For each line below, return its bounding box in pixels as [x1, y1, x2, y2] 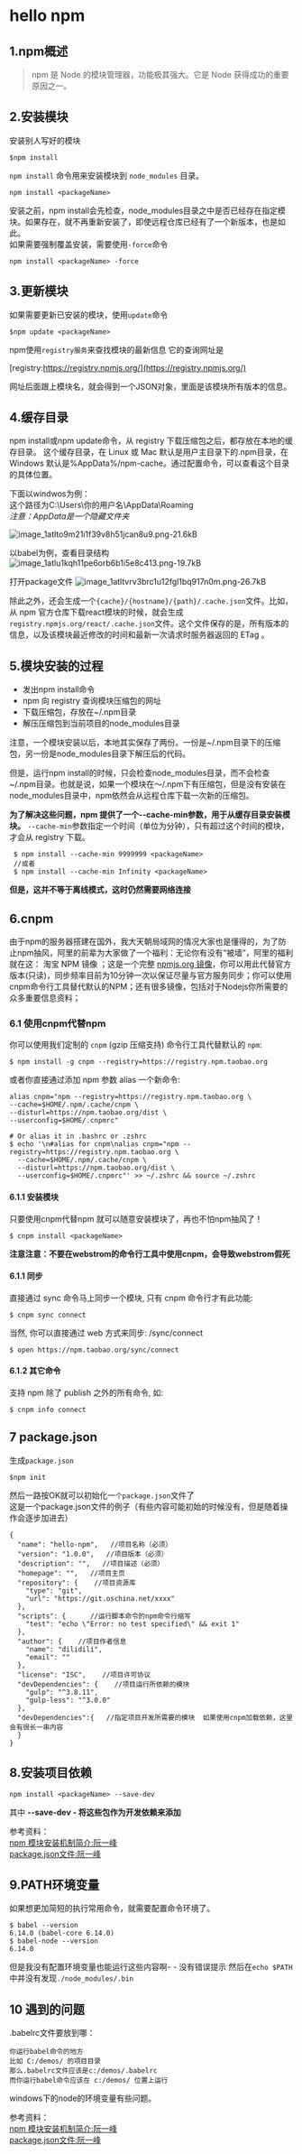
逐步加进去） [24, 1512, 73, 1523]
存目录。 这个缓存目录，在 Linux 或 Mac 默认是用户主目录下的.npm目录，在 [9, 447, 288, 458]
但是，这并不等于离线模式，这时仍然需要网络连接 [9, 884, 191, 895]
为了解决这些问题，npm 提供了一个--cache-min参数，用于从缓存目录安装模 [9, 809, 291, 820]
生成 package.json [9, 1455, 74, 1465]
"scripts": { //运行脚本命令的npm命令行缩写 [17, 1612, 191, 1621]
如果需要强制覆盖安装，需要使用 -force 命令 [9, 238, 169, 249]
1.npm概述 [9, 43, 69, 59]
